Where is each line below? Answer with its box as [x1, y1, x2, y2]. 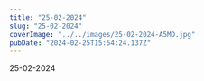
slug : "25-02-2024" [9, 22, 83, 31]
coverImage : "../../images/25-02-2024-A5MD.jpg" [9, 30, 196, 39]
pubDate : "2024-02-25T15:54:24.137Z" [9, 38, 152, 48]
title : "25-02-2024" [9, 13, 88, 22]
